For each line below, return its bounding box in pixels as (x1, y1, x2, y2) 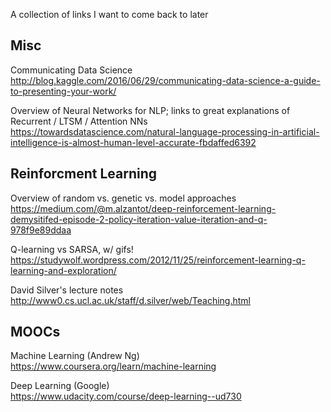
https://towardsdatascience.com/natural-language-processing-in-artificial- (10, 125, 320, 138)
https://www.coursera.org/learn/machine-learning (10, 360, 217, 373)
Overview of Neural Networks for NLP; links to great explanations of (10, 104, 291, 116)
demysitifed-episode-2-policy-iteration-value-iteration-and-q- (10, 213, 268, 225)
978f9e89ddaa (10, 224, 72, 236)
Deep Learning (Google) (10, 380, 110, 392)
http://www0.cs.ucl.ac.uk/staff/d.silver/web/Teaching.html (10, 294, 252, 306)
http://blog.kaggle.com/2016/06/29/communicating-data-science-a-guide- (10, 74, 321, 86)
